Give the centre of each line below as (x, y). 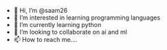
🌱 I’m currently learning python (57, 25)
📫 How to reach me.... (45, 40)
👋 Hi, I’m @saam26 (41, 10)
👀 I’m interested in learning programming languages (87, 18)
